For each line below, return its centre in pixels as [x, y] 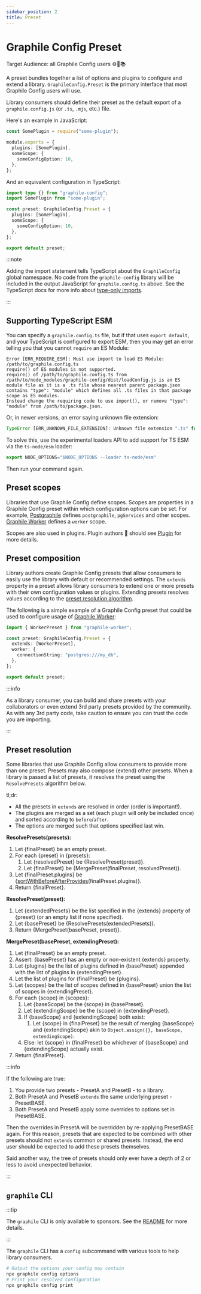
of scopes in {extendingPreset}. [54, 992]
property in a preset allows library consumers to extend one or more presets [100, 585]
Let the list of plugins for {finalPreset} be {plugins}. [77, 979]
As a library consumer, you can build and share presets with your [86, 700]
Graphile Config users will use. [44, 91]
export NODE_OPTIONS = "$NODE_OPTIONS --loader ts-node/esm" [81, 457]
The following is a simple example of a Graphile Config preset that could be [99, 610]
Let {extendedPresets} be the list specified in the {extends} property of [102, 911]
